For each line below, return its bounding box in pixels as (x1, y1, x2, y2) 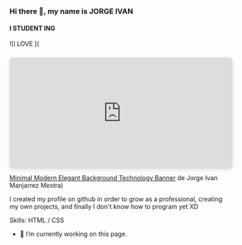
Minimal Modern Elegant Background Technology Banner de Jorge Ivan (9, 174, 218, 182)
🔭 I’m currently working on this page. (19, 229, 127, 239)
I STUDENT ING (9, 24, 55, 32)
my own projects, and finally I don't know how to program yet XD (9, 203, 199, 211)
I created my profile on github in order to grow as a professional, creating (9, 195, 223, 203)
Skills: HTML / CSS (9, 216, 64, 225)
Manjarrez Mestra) (9, 181, 64, 190)
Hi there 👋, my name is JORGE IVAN (9, 6, 134, 16)
